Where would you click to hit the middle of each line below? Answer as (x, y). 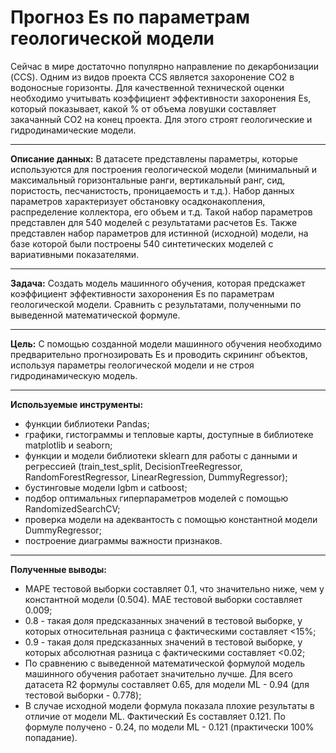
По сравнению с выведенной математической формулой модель (165, 663)
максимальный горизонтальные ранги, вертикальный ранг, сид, (148, 180)
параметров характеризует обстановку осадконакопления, (138, 201)
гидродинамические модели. (73, 130)
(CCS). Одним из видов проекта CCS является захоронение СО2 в (152, 77)
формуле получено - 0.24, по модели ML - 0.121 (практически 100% (169, 727)
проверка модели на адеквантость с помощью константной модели (171, 519)
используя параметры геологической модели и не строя (132, 365)
